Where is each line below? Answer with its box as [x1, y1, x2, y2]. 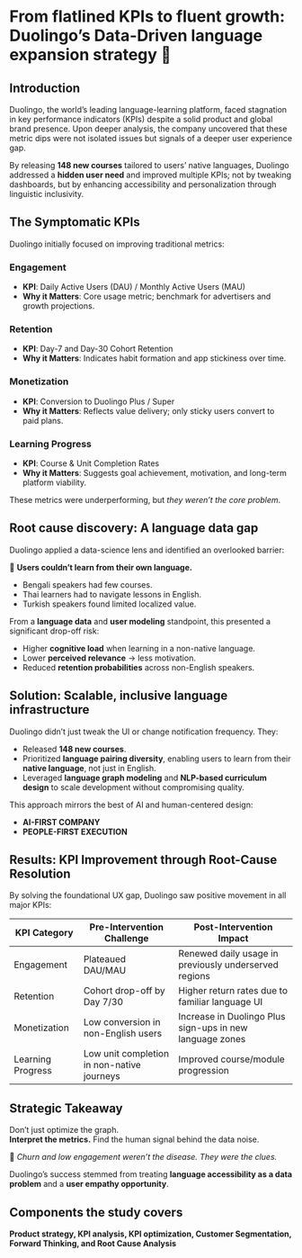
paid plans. [22, 415, 64, 426]
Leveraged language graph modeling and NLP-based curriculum [22, 772, 268, 783]
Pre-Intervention [89, 921, 164, 933]
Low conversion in [83, 1016, 161, 1029]
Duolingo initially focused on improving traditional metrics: [9, 238, 225, 249]
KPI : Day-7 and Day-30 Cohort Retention [22, 344, 173, 355]
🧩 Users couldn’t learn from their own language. [9, 562, 193, 572]
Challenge [103, 932, 149, 945]
